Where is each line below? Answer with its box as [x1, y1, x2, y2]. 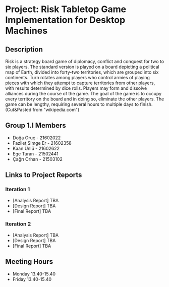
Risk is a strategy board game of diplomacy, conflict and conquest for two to [5, 59, 164, 64]
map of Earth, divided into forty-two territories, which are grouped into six [5, 69, 159, 75]
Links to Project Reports [5, 170, 82, 180]
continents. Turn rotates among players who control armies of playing [5, 75, 150, 80]
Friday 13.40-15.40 [12, 276, 52, 282]
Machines [5, 25, 48, 36]
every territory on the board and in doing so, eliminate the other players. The [5, 96, 164, 102]
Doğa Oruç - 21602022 [12, 135, 61, 141]
